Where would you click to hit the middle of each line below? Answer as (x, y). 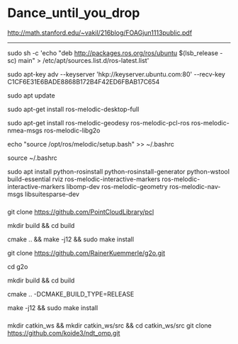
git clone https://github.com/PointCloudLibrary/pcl (81, 212)
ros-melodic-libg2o (72, 130)
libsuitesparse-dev (52, 194)
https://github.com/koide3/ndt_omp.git (64, 333)
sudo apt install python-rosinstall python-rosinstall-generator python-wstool (119, 171)
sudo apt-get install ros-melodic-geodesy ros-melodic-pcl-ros (98, 122)
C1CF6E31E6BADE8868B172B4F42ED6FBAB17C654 (84, 81)
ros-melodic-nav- (195, 186)
